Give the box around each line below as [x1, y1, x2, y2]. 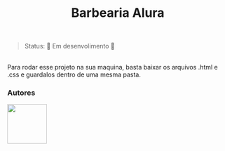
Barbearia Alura [71, 5, 165, 21]
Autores [7, 88, 36, 98]
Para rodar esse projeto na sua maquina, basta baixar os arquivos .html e [7, 63, 219, 71]
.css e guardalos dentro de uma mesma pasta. [7, 70, 142, 79]
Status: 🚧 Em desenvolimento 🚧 [24, 41, 116, 50]
